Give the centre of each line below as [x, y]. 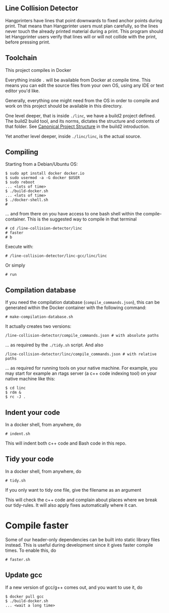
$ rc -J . [16, 397]
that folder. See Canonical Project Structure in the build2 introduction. [77, 126]
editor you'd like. [23, 91]
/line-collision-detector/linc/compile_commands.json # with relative [81, 354]
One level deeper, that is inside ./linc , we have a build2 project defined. [81, 115]
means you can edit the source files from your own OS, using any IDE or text [84, 85]
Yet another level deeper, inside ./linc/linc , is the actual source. [73, 136]
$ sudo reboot [20, 182]
